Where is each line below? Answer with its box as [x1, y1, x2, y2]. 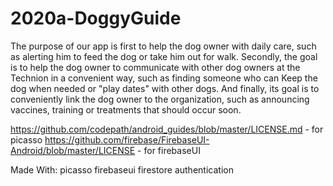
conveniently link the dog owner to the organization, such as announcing [10, 93, 310, 105]
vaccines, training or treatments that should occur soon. [10, 103, 242, 116]
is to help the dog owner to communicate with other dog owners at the [10, 61, 301, 73]
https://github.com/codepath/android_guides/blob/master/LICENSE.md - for [10, 123, 324, 135]
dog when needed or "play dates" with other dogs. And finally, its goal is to [10, 82, 320, 94]
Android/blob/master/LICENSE [10, 144, 136, 156]
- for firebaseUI [137, 144, 201, 156]
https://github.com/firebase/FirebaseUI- [44, 133, 210, 146]
